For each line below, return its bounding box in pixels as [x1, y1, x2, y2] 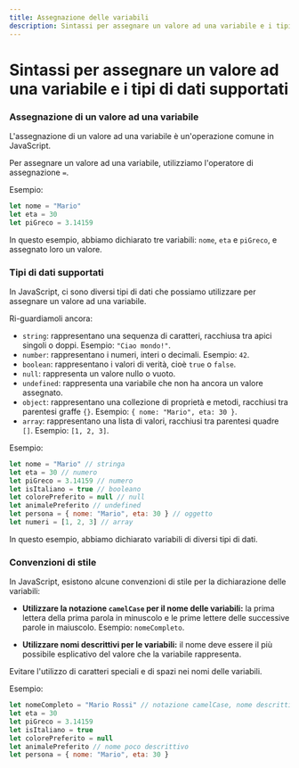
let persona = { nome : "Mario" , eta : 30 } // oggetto [9, 509, 214, 518]
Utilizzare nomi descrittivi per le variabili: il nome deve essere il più [21, 640, 273, 650]
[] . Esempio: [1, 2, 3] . [21, 425, 109, 435]
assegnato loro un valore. [9, 244, 102, 254]
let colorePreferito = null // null [9, 492, 145, 502]
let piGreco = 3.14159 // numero [9, 476, 133, 485]
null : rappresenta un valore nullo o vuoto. [21, 367, 176, 379]
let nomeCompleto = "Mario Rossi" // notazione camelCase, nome [9, 701, 253, 710]
